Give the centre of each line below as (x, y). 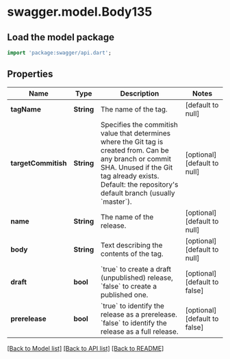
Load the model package (61, 37)
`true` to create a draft (136, 269)
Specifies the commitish (139, 124)
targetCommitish (39, 163)
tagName (26, 109)
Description (140, 93)
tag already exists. (130, 176)
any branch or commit (136, 159)
